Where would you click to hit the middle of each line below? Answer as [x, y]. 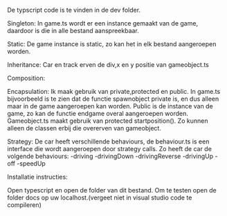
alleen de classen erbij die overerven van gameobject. [84, 128]
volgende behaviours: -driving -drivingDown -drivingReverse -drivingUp [110, 156]
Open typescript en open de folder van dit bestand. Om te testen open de [112, 190]
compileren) [24, 205]
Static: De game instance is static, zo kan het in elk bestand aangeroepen [112, 44]
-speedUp [31, 164]
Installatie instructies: [37, 177]
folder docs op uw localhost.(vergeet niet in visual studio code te [100, 197]
